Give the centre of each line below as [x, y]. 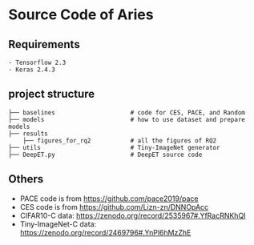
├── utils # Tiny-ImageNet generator [114, 147]
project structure [52, 94]
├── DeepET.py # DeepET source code [105, 155]
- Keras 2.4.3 [32, 70]
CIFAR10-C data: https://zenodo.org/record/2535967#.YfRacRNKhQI [133, 215]
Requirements [44, 44]
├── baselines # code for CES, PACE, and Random [127, 112]
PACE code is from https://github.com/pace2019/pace [109, 199]
